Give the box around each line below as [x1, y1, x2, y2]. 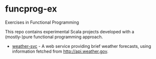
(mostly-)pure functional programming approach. [5, 34, 103, 40]
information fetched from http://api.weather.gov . [12, 48, 109, 54]
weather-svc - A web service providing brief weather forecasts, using [12, 43, 151, 49]
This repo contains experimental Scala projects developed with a [5, 29, 135, 34]
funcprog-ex [5, 3, 57, 15]
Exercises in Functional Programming [5, 19, 79, 25]
